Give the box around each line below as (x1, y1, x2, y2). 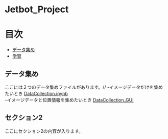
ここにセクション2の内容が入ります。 (5, 128, 84, 134)
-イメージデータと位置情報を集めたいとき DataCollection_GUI (5, 96, 134, 103)
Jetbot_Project (5, 4, 69, 15)
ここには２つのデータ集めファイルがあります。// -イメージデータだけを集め (5, 84, 163, 90)
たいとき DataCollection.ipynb (5, 90, 68, 96)
